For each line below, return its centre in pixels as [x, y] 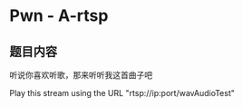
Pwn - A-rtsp [59, 16]
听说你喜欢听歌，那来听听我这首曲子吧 [81, 75]
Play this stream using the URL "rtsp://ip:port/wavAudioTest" [122, 93]
